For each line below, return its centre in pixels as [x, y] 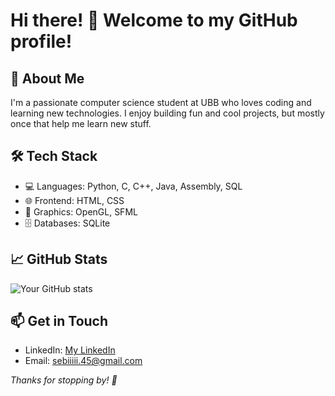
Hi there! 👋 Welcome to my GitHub [154, 20]
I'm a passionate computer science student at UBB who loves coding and [161, 102]
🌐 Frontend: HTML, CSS [74, 200]
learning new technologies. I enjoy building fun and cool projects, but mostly [167, 113]
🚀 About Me [47, 78]
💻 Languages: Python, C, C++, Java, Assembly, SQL [133, 186]
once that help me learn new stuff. [81, 123]
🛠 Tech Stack [54, 156]
